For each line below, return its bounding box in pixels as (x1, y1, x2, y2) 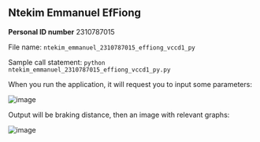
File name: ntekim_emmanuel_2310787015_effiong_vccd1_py (8, 42, 195, 52)
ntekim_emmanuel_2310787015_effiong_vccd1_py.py (8, 66, 171, 74)
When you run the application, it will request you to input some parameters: (8, 79, 252, 89)
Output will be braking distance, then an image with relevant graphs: (8, 110, 230, 119)
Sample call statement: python (8, 57, 106, 67)
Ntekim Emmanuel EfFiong (8, 6, 142, 20)
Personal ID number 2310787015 (8, 27, 116, 36)
